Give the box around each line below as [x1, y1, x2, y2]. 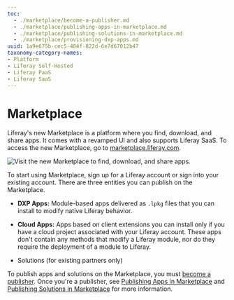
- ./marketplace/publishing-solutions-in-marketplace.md [13, 29, 183, 37]
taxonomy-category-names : [7, 50, 82, 57]
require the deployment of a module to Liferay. [17, 243, 152, 251]
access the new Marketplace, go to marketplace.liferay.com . [7, 144, 182, 152]
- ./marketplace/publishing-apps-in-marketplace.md [13, 23, 168, 30]
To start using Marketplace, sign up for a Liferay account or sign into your [7, 171, 219, 179]
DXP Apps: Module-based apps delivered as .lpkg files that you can [17, 199, 215, 207]
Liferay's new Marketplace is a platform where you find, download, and [7, 129, 212, 137]
